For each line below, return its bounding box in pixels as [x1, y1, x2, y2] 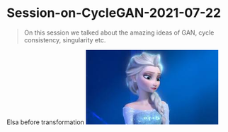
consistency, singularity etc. [23, 35, 106, 44]
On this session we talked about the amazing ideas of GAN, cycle [23, 28, 215, 37]
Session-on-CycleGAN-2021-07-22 [6, 5, 221, 21]
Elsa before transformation [6, 118, 84, 126]
